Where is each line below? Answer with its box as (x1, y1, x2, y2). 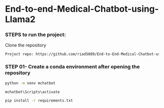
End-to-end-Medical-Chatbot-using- (5, 3, 159, 15)
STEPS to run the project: (5, 31, 66, 38)
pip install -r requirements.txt (5, 98, 73, 103)
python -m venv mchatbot (5, 81, 56, 86)
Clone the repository (5, 43, 46, 48)
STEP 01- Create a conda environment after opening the (5, 64, 140, 70)
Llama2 (5, 14, 36, 25)
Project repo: (5, 52, 34, 57)
